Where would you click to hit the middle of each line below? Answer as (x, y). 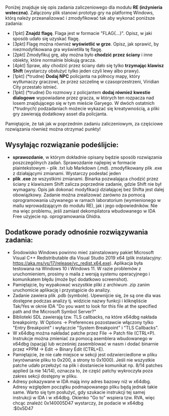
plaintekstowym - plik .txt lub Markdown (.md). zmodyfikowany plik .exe (87, 168)
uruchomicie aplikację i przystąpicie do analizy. (62, 290)
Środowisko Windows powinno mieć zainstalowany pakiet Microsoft (83, 252)
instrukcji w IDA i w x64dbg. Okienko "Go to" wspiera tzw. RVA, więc (84, 397)
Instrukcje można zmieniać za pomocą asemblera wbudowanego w (82, 338)
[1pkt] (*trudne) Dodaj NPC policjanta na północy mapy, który (76, 76)
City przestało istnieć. (35, 87)
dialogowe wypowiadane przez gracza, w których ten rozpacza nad (83, 98)
